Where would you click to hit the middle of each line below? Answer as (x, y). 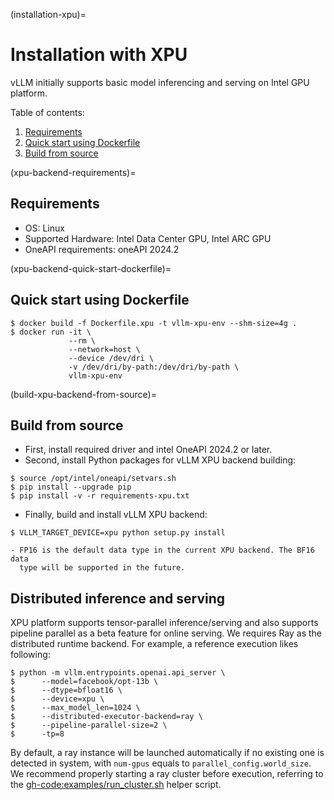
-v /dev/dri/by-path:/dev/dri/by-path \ (154, 367)
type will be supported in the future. (102, 568)
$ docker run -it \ (51, 332)
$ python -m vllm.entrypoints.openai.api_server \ (118, 673)
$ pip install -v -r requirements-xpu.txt (100, 496)
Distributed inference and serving (118, 598)
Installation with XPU (99, 55)
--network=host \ (104, 349)
